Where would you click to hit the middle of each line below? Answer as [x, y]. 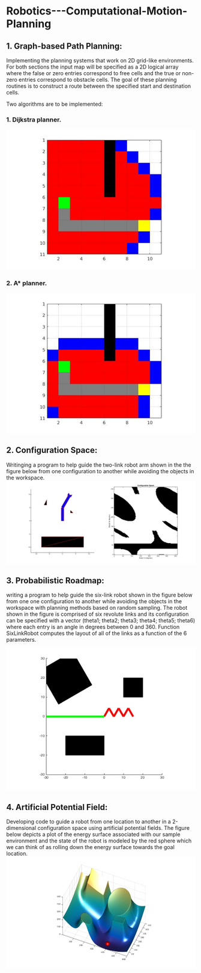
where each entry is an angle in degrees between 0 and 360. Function [93, 627]
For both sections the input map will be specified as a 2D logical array [92, 67]
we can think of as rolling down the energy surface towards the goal [91, 847]
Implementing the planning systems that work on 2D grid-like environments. [100, 60]
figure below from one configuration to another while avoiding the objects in [100, 471]
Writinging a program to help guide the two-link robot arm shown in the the [99, 465]
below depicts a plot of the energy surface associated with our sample [93, 835]
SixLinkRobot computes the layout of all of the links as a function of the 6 [97, 633]
